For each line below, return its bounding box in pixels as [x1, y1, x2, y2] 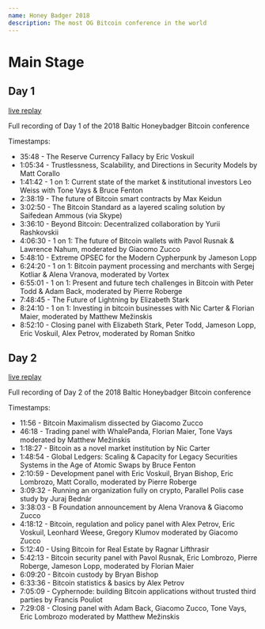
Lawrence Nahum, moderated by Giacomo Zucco [19, 244, 180, 254]
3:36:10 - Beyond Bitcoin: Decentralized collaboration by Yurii [19, 219, 221, 228]
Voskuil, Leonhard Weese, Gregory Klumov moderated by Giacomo [19, 528, 239, 537]
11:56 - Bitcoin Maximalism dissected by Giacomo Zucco [19, 418, 203, 428]
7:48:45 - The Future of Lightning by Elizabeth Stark [19, 295, 190, 304]
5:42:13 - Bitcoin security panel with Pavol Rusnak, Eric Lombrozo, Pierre [19, 553, 258, 562]
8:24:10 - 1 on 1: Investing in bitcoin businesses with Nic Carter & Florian [19, 303, 255, 313]
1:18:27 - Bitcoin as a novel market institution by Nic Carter [19, 444, 210, 453]
